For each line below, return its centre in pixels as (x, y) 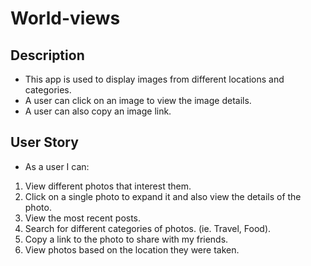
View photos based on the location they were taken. (132, 249)
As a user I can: (57, 166)
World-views (65, 18)
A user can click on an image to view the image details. (138, 100)
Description (47, 55)
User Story (44, 142)
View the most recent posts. (83, 218)
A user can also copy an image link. (98, 111)
